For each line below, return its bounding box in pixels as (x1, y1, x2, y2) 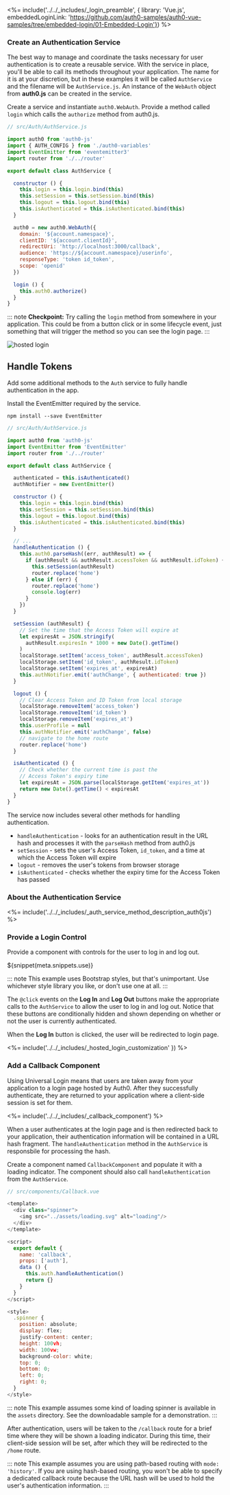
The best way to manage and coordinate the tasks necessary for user (7, 53, 203, 61)
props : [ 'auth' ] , (19, 1257, 69, 1264)
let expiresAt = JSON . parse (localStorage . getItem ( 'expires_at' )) (19, 779, 210, 786)
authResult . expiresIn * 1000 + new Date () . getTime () (25, 639, 179, 646)
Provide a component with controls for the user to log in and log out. (7, 948, 200, 957)
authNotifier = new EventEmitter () (13, 481, 115, 488)
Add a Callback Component (7, 1061, 101, 1071)
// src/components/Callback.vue (7, 1188, 99, 1195)
